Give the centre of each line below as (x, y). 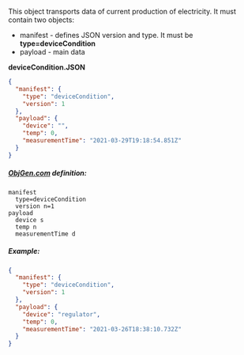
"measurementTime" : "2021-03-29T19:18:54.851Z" (102, 141)
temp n (26, 227)
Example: (24, 251)
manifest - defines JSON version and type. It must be (106, 35)
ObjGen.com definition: (47, 173)
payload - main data (52, 52)
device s (30, 220)
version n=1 (35, 206)
